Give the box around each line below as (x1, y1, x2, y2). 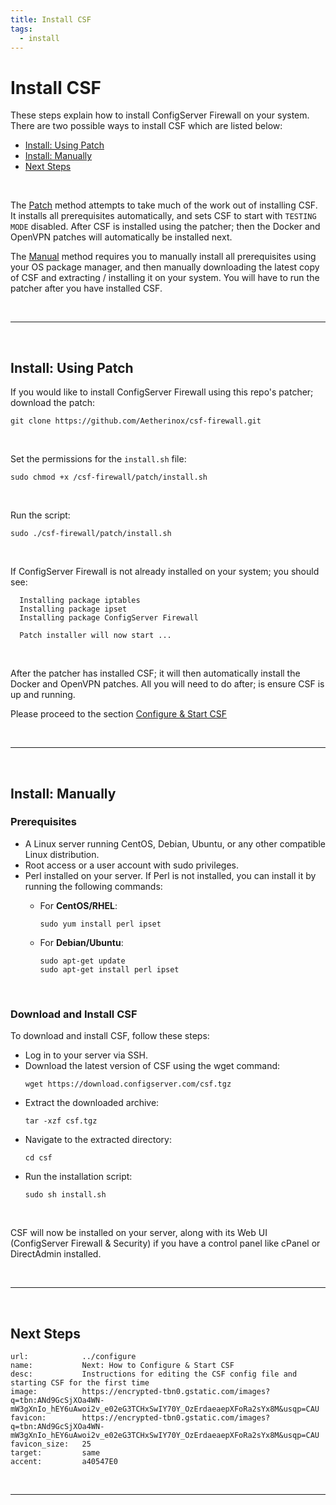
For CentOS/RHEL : (39, 899, 118, 911)
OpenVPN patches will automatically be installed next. (10, 231, 233, 243)
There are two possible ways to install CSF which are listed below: (10, 120, 283, 132)
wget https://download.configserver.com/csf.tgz (24, 1079, 232, 1090)
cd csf (24, 1153, 53, 1163)
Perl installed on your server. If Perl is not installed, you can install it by (24, 869, 317, 881)
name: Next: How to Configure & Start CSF (10, 1360, 235, 1370)
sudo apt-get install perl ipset (39, 964, 180, 975)
